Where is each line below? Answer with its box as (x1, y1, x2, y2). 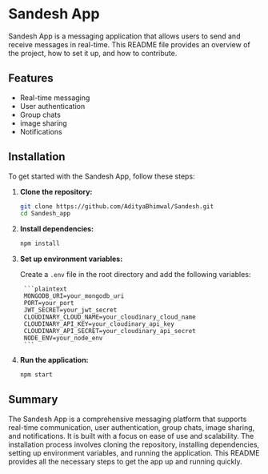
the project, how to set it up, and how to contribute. (8, 48, 178, 58)
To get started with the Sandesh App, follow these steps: (8, 171, 195, 181)
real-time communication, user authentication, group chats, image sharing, (8, 422, 255, 432)
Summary (8, 393, 58, 407)
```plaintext (23, 285, 67, 293)
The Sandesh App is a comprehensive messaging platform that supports (8, 414, 247, 424)
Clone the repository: (19, 187, 93, 196)
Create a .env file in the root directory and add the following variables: (19, 270, 251, 279)
